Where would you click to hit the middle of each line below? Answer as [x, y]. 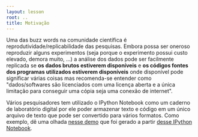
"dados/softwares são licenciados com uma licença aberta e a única [91, 85]
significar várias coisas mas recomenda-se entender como [79, 78]
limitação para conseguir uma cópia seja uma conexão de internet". [89, 91]
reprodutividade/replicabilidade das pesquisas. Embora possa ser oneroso [98, 46]
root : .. [17, 17]
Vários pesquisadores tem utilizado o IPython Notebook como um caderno [98, 103]
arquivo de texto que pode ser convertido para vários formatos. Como [93, 115]
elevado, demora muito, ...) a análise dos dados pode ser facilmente [90, 59]
